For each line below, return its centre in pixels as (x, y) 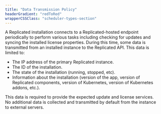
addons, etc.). (26, 88)
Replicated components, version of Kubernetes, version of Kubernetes (82, 83)
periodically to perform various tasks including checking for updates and (78, 37)
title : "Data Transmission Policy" (41, 9)
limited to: (15, 53)
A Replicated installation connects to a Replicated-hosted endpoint (72, 32)
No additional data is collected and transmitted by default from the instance (81, 102)
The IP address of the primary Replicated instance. (63, 62)
